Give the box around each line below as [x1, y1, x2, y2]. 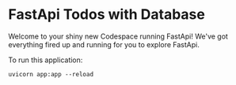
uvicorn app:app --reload [8, 70, 93, 78]
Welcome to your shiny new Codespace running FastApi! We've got [8, 31, 228, 41]
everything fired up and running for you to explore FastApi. [8, 39, 200, 49]
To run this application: [8, 55, 83, 65]
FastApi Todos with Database [8, 6, 206, 24]
